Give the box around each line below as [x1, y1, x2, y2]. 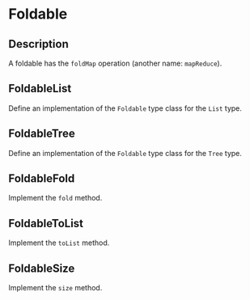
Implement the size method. [8, 283, 103, 293]
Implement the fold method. [8, 193, 103, 203]
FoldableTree [8, 127, 75, 141]
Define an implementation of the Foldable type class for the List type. [8, 103, 243, 113]
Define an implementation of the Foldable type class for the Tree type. [8, 148, 243, 158]
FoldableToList [8, 216, 83, 230]
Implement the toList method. [8, 238, 110, 247]
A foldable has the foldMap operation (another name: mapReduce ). [8, 58, 222, 68]
